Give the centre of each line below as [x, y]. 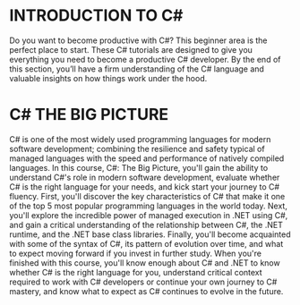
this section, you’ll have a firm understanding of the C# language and [137, 69]
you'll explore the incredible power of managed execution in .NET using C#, [149, 215]
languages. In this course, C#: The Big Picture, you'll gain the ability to [139, 167]
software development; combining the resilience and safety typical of [137, 148]
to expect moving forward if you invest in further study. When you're [136, 253]
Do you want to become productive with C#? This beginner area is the [138, 40]
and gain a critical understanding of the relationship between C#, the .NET [146, 225]
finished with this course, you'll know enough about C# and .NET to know [145, 263]
